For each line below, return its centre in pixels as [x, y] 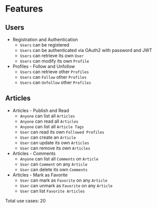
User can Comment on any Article [54, 164]
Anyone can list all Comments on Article [59, 159]
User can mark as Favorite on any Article [64, 180]
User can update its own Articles [55, 142]
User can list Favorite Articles [52, 191]
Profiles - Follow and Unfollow [44, 66]
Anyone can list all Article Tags [52, 126]
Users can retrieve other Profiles [54, 72]
